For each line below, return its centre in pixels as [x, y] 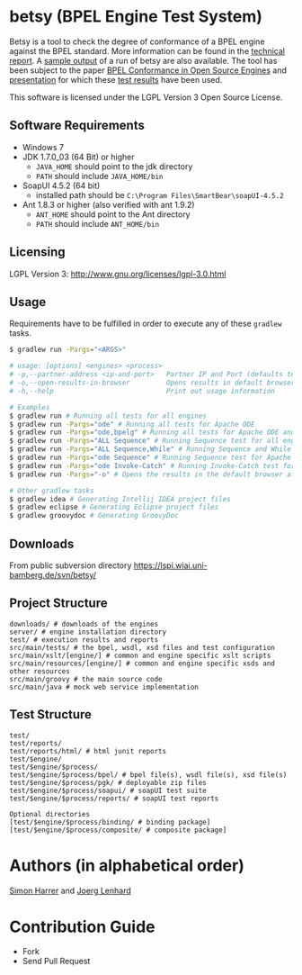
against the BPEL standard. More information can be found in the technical [147, 50]
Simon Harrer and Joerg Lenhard [71, 890]
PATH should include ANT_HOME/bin [98, 223]
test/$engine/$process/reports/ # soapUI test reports [114, 799]
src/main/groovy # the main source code [86, 679]
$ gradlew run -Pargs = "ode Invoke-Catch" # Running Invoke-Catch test [144, 465]
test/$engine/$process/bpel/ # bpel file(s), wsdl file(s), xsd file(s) [148, 775]
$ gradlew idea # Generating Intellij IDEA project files [120, 499]
